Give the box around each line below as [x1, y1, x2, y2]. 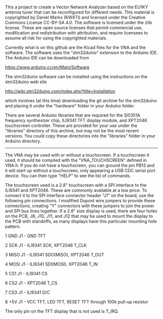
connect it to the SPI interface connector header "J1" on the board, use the [5, 193, 154, 198]
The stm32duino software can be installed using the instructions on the [5, 74, 147, 79]
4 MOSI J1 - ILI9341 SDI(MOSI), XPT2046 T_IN [5, 261, 98, 267]
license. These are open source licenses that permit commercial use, [5, 25, 143, 31]
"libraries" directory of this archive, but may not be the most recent [5, 128, 139, 133]
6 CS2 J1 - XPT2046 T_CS [5, 280, 58, 286]
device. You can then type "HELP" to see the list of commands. [5, 173, 131, 178]
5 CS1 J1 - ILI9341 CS [5, 271, 48, 276]
